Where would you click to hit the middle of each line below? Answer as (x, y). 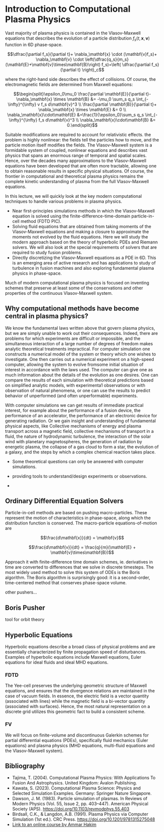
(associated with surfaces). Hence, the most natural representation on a (78, 707)
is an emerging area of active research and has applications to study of (84, 262)
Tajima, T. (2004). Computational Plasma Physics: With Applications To (84, 778)
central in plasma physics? (47, 316)
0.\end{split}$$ (82, 125)
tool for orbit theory (25, 619)
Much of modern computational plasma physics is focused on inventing (77, 283)
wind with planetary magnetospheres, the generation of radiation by (74, 441)
